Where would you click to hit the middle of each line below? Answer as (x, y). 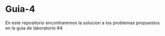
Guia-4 (20, 9)
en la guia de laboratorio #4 (34, 28)
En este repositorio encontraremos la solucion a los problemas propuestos (82, 23)
